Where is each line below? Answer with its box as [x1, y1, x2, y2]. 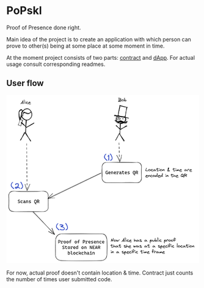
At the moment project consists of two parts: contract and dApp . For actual [6, 54, 195, 61]
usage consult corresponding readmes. [6, 60, 106, 68]
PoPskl [6, 4, 42, 18]
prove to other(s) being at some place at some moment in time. [6, 42, 165, 49]
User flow [6, 78, 44, 88]
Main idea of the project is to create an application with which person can [6, 35, 191, 43]
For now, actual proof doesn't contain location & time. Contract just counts [6, 269, 194, 276]
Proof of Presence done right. [6, 24, 81, 31]
